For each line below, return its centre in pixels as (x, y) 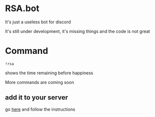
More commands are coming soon (40, 82)
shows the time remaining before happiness (49, 73)
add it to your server (37, 98)
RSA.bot (22, 8)
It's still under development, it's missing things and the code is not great (77, 31)
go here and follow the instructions (40, 109)
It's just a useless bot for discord (38, 22)
